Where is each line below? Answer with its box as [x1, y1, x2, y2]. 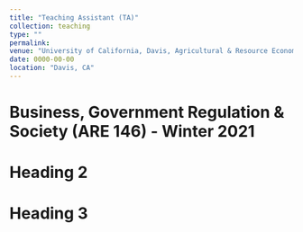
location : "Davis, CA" [9, 64, 95, 73]
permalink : [9, 38, 50, 48]
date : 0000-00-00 [9, 55, 75, 64]
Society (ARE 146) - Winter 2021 [9, 121, 255, 142]
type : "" [9, 30, 42, 39]
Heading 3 [9, 203, 88, 224]
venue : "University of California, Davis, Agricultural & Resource [9, 47, 269, 56]
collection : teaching [9, 22, 91, 31]
